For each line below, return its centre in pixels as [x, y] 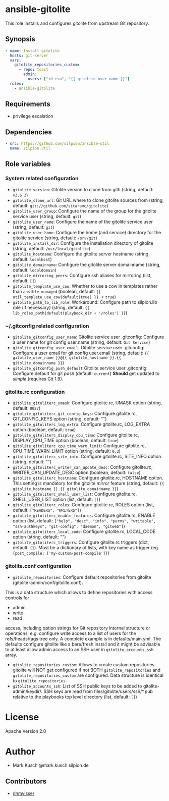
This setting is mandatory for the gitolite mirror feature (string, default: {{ [88, 484]
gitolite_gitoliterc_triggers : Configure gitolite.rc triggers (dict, [81, 542]
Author [20, 751]
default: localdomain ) [34, 270]
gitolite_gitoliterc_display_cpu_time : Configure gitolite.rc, [76, 435]
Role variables [28, 164]
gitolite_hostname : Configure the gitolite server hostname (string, [81, 254]
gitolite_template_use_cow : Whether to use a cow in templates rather [85, 286]
